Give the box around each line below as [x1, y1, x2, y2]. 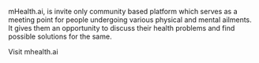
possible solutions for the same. [8, 31, 112, 41]
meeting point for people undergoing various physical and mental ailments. [8, 15, 253, 24]
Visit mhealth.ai [8, 47, 58, 56]
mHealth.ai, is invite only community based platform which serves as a [8, 7, 238, 16]
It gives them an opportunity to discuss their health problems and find [8, 24, 235, 32]
